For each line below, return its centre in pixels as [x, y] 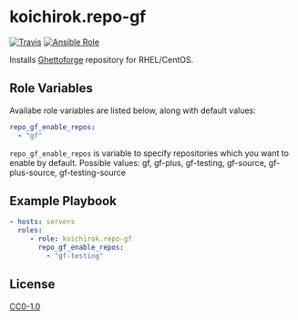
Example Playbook [63, 201]
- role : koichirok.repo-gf [81, 239]
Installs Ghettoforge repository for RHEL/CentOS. [102, 59]
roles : [30, 231]
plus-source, [33, 172]
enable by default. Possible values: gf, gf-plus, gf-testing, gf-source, [138, 162]
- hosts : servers [42, 222]
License [32, 284]
